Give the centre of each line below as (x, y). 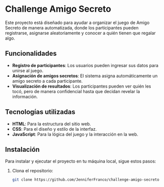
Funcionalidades (31, 54)
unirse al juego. (28, 70)
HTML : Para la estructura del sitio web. (52, 124)
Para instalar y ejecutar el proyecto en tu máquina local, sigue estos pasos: (81, 161)
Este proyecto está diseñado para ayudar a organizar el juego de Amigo (77, 23)
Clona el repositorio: (33, 171)
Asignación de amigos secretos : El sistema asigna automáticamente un (85, 76)
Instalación (23, 150)
